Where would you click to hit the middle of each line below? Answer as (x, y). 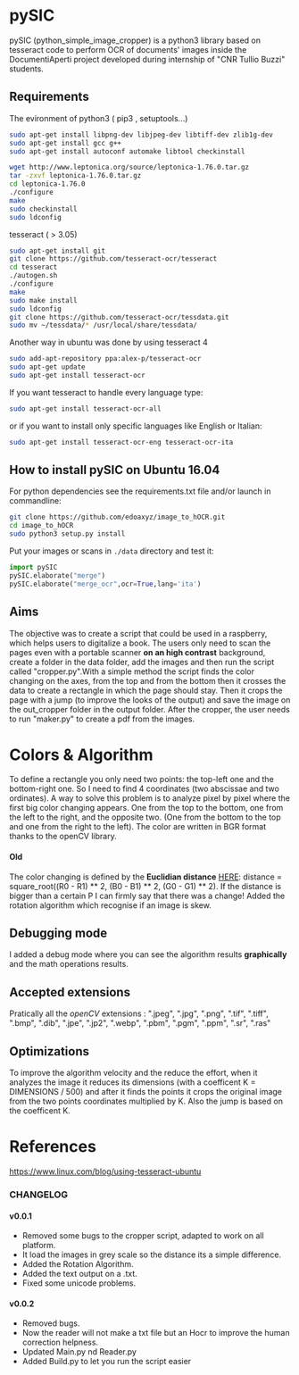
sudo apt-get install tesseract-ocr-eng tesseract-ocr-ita (121, 442)
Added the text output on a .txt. (80, 1274)
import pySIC (33, 568)
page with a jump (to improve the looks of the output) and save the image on (150, 700)
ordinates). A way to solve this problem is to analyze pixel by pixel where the (149, 798)
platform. (39, 1246)
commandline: (35, 501)
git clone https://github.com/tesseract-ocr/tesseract (113, 259)
